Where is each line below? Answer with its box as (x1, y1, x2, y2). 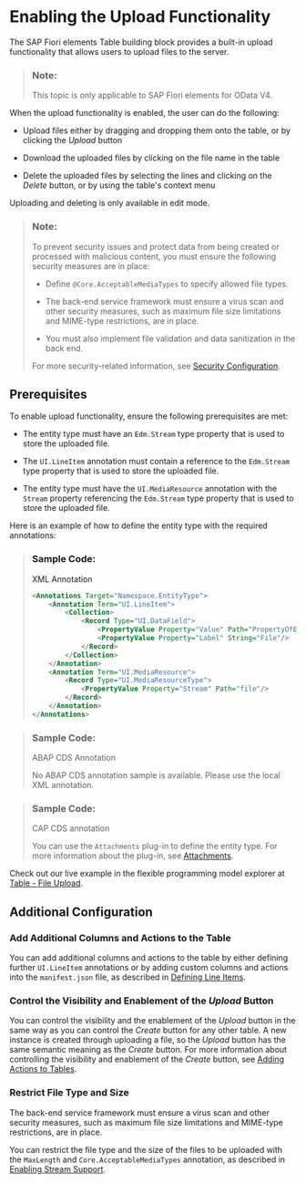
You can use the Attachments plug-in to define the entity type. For (31, 841, 278, 852)
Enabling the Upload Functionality (9, 6, 271, 27)
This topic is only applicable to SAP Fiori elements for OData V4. (31, 89, 273, 101)
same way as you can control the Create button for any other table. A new (9, 1024, 287, 1036)
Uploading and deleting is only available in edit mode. (9, 198, 210, 209)
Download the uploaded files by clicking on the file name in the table (22, 152, 280, 163)
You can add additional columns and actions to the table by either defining (9, 952, 289, 963)
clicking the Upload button (22, 135, 123, 146)
